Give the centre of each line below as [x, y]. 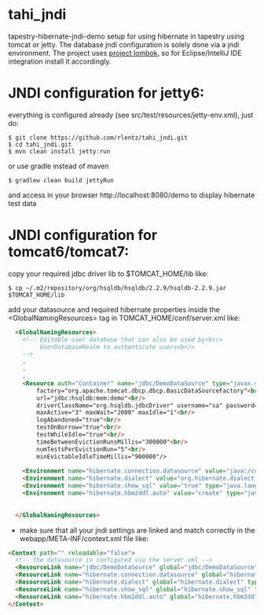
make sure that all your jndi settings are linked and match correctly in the [137, 530]
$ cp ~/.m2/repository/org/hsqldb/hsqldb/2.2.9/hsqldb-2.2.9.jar [117, 288]
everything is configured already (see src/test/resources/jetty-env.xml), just [131, 115]
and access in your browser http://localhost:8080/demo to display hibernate [132, 195]
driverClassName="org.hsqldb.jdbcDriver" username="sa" [130, 405]
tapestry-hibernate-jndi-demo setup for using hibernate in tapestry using [126, 36]
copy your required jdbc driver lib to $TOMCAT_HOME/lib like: [108, 274]
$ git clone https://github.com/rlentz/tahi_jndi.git [98, 138]
